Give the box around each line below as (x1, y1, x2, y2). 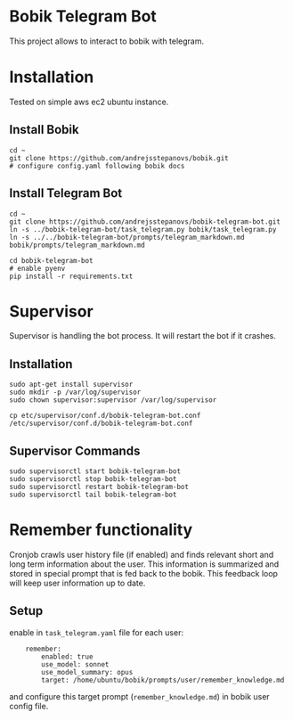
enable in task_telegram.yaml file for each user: (9, 626, 184, 638)
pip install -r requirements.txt (9, 272, 134, 281)
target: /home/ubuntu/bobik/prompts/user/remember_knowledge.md (41, 675, 285, 684)
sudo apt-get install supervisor (9, 380, 134, 389)
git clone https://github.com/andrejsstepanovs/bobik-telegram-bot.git (9, 217, 281, 226)
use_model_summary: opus (41, 667, 134, 676)
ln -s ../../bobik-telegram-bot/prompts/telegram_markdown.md (9, 233, 245, 241)
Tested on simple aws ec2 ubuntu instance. (9, 96, 169, 107)
